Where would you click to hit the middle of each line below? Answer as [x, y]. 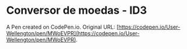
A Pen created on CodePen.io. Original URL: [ [62, 27]
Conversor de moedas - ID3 [77, 10]
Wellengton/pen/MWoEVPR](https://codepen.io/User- [73, 33]
